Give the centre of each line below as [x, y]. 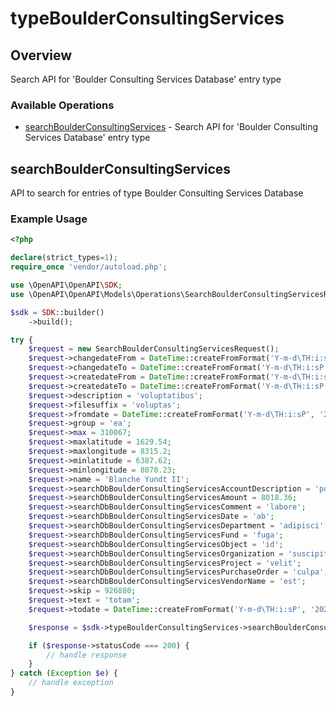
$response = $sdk [64, 627]
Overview [41, 55]
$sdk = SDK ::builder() [57, 312]
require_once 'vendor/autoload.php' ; [89, 267]
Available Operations [62, 105]
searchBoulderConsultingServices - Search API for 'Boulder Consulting [171, 127]
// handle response [87, 655]
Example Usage [49, 219]
